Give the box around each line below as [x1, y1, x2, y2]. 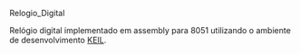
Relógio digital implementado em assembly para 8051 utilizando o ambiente [9, 25, 292, 35]
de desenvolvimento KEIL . [9, 35, 107, 45]
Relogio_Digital [9, 8, 65, 18]
